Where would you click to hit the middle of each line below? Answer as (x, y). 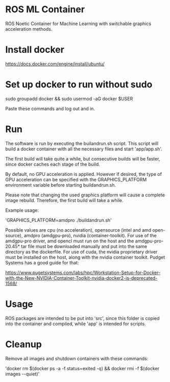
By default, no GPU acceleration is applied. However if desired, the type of (84, 174)
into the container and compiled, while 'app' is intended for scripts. (76, 324)
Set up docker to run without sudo (79, 85)
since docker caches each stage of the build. (53, 164)
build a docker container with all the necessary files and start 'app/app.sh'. (84, 149)
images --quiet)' (22, 374)
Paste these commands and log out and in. (50, 108)
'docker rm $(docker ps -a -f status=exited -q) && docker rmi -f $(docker (82, 368)
